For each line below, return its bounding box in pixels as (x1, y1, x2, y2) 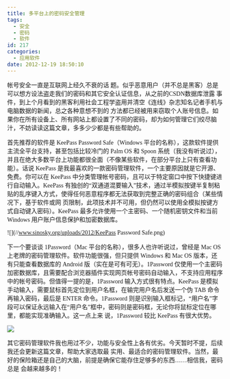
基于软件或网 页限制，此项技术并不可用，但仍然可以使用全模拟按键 (25, 199, 213, 206)
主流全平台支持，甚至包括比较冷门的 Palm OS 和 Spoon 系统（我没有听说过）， (7, 147, 221, 155)
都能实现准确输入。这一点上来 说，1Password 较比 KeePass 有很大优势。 (18, 312, 216, 319)
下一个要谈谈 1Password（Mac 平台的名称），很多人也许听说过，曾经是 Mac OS (7, 243, 221, 251)
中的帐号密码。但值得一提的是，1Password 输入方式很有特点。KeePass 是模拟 (7, 278, 219, 285)
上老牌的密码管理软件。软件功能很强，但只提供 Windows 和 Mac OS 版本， (7, 252, 212, 259)
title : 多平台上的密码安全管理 (7, 10, 85, 17)
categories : (7, 49, 41, 56)
